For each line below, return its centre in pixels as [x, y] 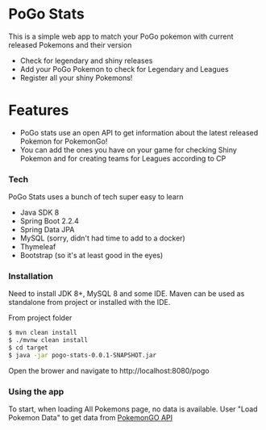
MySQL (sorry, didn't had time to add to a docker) [102, 238]
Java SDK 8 [39, 213]
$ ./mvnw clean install [48, 340]
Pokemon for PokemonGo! [64, 141]
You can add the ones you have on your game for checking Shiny [129, 149]
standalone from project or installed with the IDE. [89, 303]
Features [39, 111]
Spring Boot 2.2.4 [49, 221]
